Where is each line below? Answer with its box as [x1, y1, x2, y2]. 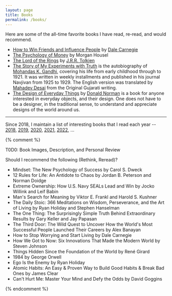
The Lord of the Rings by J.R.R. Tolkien [12, 58, 95, 64]
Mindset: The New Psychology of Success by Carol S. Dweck [12, 166, 142, 173]
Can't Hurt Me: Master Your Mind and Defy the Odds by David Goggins [12, 276, 162, 282]
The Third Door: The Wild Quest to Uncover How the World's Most [12, 221, 153, 228]
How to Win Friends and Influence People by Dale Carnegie [12, 47, 138, 53]
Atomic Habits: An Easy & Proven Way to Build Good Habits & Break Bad [12, 265, 165, 271]
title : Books [5, 12, 33, 17]
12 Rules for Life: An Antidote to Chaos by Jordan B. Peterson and [12, 172, 152, 178]
